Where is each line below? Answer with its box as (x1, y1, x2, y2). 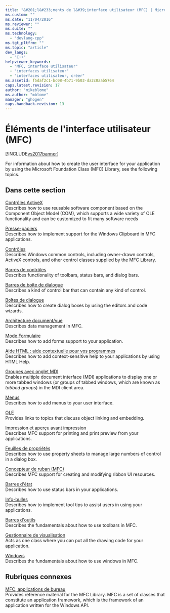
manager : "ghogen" (5, 97, 44, 102)
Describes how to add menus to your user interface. (5, 399, 114, 405)
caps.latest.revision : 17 (5, 83, 60, 88)
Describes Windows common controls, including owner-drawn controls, (5, 251, 155, 257)
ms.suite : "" (5, 26, 33, 31)
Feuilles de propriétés (5, 445, 51, 451)
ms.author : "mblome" (5, 92, 49, 97)
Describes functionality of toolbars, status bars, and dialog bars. (5, 272, 139, 278)
